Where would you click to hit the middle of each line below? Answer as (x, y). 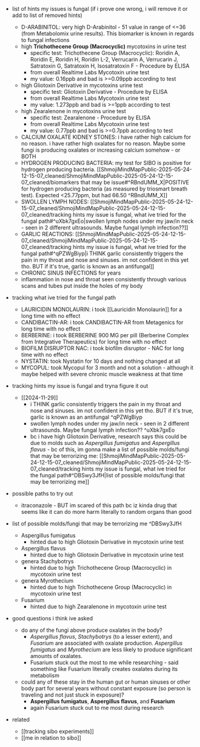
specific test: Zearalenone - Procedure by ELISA (90, 117)
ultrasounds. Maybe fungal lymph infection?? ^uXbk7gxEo (102, 430)
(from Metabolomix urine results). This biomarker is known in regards (108, 33)
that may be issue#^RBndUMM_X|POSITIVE (135, 182)
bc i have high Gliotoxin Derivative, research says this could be (108, 437)
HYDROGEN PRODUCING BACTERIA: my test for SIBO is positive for (106, 163)
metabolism (45, 675)
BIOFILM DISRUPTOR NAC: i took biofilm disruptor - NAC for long (102, 348)
